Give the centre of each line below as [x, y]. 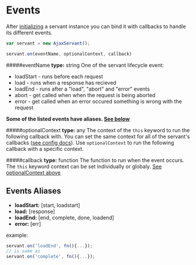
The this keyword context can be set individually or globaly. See [84, 166]
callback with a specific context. [45, 149]
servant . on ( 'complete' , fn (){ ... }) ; [51, 257]
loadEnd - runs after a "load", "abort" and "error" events [82, 89]
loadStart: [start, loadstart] [47, 205]
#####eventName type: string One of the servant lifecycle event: [85, 65]
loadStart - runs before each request [59, 76]
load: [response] [35, 211]
